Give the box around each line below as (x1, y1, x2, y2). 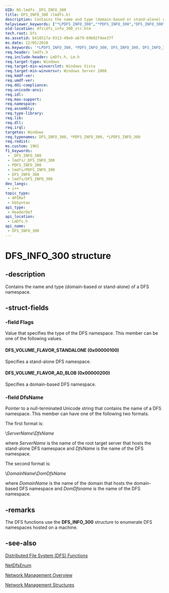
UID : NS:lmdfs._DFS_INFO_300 (5, 7, 66, 13)
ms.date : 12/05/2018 (5, 40, 49, 45)
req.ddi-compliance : (5, 82, 49, 87)
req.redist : (5, 139, 30, 144)
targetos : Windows (5, 129, 44, 134)
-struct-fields (5, 304, 49, 312)
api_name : (5, 223, 26, 229)
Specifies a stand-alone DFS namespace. (5, 358, 92, 364)
